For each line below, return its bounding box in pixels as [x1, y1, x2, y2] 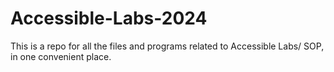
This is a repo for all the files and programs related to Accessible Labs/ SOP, [10, 40, 325, 52]
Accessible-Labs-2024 [10, 7, 208, 30]
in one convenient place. [10, 50, 112, 62]
